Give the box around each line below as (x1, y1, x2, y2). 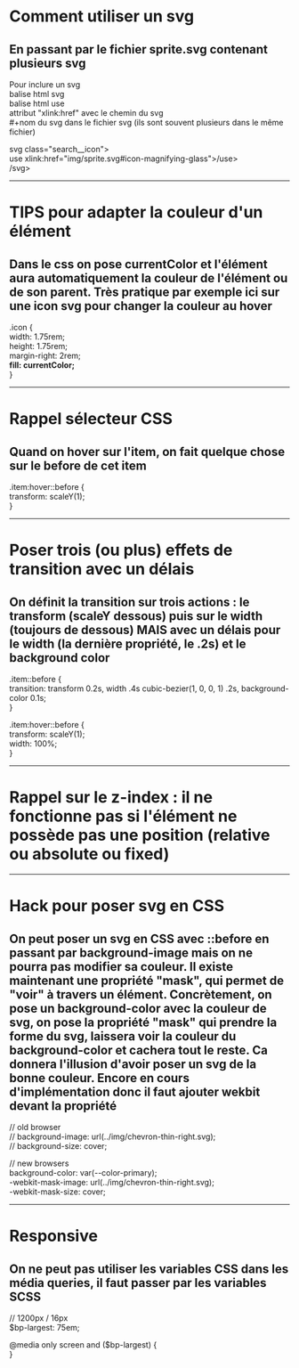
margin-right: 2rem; (9, 350, 82, 361)
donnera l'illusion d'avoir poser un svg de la (9, 1056, 256, 1071)
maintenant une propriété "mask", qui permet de (9, 973, 285, 988)
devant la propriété (9, 1098, 117, 1113)
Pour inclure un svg (9, 79, 81, 90)
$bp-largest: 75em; (9, 1322, 80, 1332)
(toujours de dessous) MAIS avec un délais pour (9, 622, 281, 638)
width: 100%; (9, 738, 58, 749)
